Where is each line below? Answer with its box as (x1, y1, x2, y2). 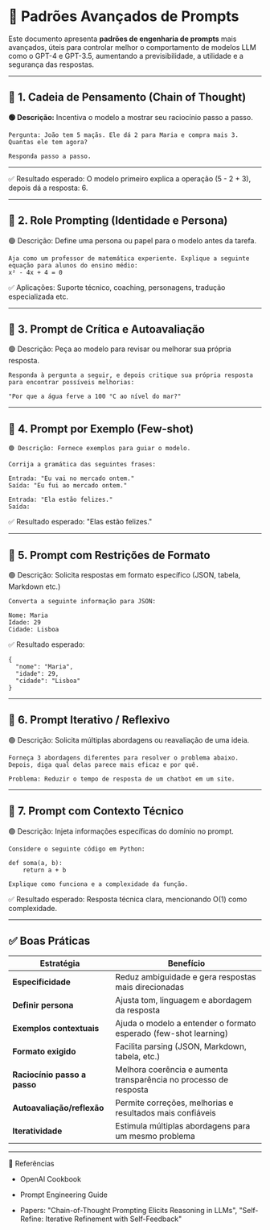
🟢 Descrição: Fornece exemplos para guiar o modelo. (8, 445, 191, 453)
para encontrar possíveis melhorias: (8, 379, 135, 387)
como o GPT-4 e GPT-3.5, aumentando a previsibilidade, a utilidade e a (8, 51, 243, 60)
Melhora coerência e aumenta (115, 1064, 228, 1075)
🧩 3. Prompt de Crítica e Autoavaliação (8, 322, 205, 336)
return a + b (22, 866, 67, 874)
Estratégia (39, 958, 80, 969)
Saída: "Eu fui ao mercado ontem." (8, 482, 128, 490)
